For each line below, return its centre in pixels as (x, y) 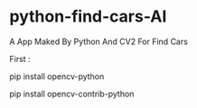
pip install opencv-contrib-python (72, 94)
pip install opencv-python (57, 76)
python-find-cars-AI (88, 17)
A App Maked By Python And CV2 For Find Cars (98, 41)
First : (20, 58)
